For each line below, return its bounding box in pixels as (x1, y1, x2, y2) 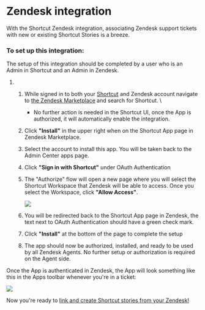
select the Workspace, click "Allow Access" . (24, 188, 138, 196)
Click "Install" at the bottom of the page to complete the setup (24, 231, 183, 238)
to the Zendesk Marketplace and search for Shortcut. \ (24, 97, 162, 105)
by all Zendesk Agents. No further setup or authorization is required (24, 249, 195, 256)
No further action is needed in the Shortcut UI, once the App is (33, 109, 192, 116)
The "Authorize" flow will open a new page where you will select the (24, 175, 196, 183)
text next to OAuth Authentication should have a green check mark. (24, 218, 194, 226)
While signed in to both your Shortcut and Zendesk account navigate (24, 90, 198, 98)
